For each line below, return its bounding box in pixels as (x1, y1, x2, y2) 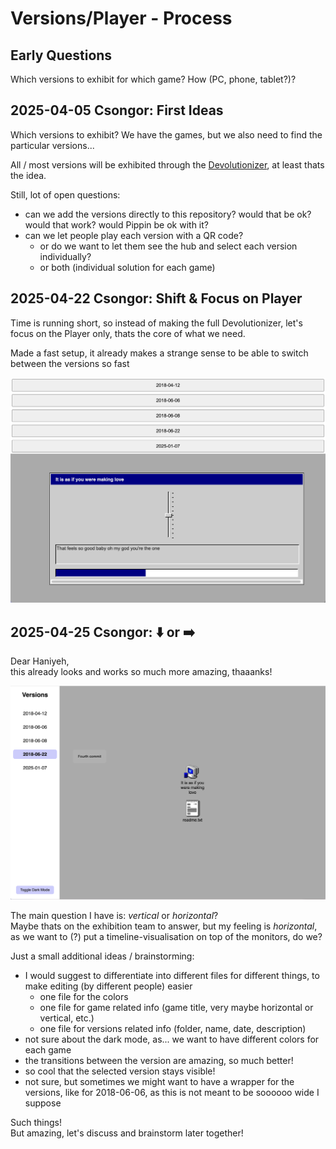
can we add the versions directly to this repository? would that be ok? (24, 208, 312, 220)
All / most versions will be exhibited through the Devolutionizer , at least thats (10, 158, 325, 171)
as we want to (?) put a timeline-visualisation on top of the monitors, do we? (10, 931, 323, 943)
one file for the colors (39, 991, 129, 1003)
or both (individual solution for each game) (39, 261, 216, 273)
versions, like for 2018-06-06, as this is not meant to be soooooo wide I (24, 1087, 320, 1099)
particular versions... (10, 139, 95, 151)
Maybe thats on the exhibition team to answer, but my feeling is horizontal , (10, 920, 318, 932)
